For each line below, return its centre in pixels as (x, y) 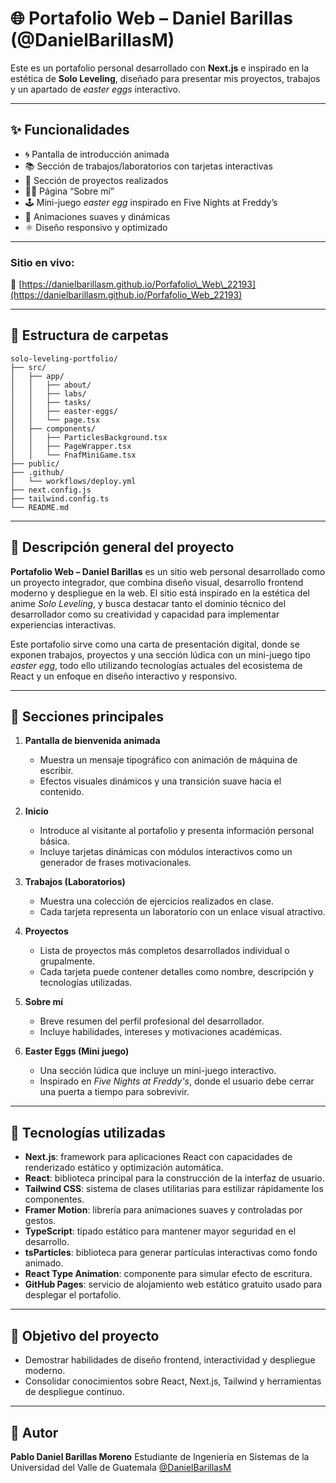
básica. (54, 841)
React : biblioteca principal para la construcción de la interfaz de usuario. (174, 1178)
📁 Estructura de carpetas (89, 335)
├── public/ (35, 463)
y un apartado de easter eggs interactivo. (96, 89)
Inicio (36, 811)
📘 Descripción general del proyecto (122, 547)
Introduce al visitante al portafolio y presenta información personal (177, 831)
